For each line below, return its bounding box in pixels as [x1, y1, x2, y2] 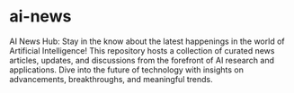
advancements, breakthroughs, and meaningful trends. [9, 73, 213, 84]
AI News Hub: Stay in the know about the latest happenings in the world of [9, 36, 285, 46]
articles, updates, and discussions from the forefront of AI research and [9, 55, 275, 65]
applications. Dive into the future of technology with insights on [9, 64, 245, 75]
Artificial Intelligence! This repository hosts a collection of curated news [9, 45, 275, 55]
